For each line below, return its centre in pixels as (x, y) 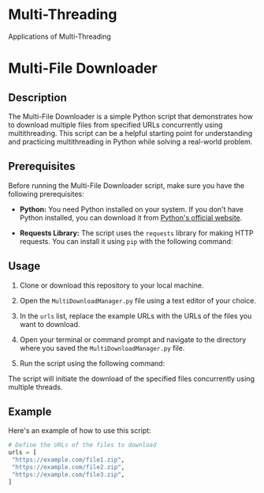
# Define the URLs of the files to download (82, 445)
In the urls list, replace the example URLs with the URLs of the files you (136, 316)
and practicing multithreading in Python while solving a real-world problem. (130, 141)
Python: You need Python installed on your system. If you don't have (132, 209)
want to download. (50, 324)
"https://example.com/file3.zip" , (68, 474)
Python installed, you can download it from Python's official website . (131, 217)
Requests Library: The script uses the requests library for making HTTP (136, 233)
